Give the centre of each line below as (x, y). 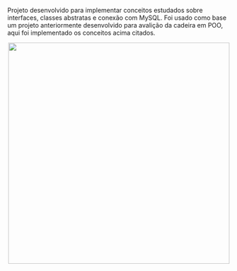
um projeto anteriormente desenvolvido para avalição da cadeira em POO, (115, 25)
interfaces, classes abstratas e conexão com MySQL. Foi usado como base (117, 18)
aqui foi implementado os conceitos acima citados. (81, 33)
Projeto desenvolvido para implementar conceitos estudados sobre (105, 10)
